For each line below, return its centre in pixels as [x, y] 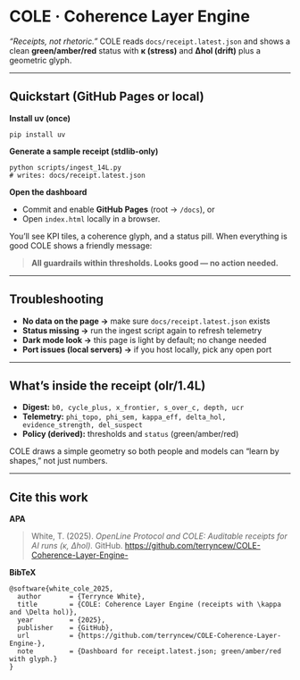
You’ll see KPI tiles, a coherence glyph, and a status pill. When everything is [148, 236]
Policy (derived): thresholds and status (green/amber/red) [130, 434]
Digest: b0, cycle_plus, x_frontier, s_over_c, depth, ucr [133, 407]
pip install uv [37, 134]
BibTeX [23, 573]
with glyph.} [33, 659]
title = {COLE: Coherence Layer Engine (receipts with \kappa [149, 605]
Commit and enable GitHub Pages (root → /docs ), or [118, 209]
